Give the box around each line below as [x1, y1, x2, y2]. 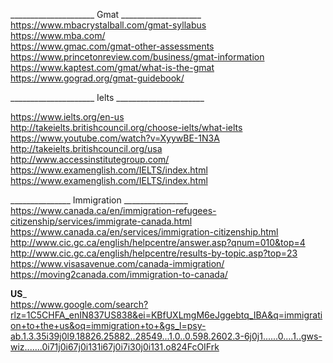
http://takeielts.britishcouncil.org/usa [10, 143, 163, 154]
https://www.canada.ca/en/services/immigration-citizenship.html [10, 226, 279, 238]
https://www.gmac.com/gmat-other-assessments [10, 40, 215, 52]
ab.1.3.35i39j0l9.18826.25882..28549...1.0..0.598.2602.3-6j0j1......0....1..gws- [10, 330, 323, 342]
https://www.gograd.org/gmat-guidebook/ [10, 72, 185, 84]
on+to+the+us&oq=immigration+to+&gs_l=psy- [10, 320, 207, 331]
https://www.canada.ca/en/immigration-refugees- [10, 205, 217, 216]
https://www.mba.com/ [10, 30, 106, 41]
